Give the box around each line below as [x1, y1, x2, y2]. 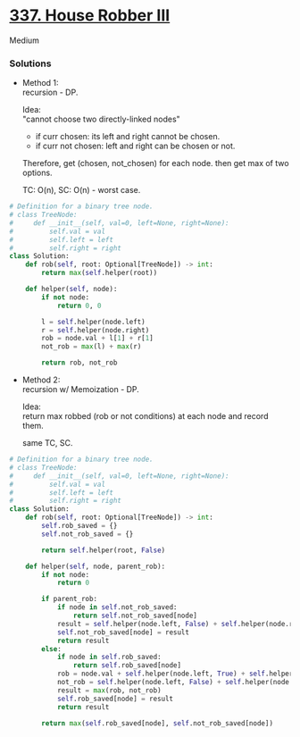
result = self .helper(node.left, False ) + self [56, 619, 238, 628]
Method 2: [21, 374, 61, 385]
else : [41, 644, 62, 653]
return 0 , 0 [56, 301, 102, 310]
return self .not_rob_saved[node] [72, 611, 198, 621]
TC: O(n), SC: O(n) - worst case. [21, 185, 141, 196]
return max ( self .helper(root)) [41, 269, 158, 278]
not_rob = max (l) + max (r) [41, 342, 142, 351]
